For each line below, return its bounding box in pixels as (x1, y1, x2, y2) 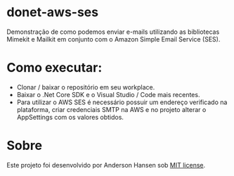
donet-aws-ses (6, 4, 99, 20)
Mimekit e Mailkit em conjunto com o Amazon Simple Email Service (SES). (6, 34, 221, 43)
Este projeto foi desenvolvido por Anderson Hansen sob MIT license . (6, 161, 206, 169)
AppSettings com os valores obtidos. (16, 113, 124, 121)
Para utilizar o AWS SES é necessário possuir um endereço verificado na (16, 98, 228, 106)
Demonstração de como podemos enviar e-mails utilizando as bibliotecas (6, 27, 220, 36)
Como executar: (6, 60, 103, 76)
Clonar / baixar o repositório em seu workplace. (16, 82, 155, 92)
